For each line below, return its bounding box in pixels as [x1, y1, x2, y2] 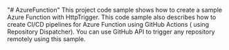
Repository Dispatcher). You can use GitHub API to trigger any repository [7, 27, 216, 36]
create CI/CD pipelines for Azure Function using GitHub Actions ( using [7, 21, 210, 28]
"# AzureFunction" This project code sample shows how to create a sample [7, 6, 223, 14]
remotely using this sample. [7, 35, 86, 43]
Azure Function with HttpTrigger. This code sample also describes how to [7, 13, 217, 21]
